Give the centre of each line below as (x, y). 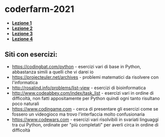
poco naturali (25, 104)
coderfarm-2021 (39, 9)
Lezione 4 (22, 39)
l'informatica (25, 82)
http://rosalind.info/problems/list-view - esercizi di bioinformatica (79, 88)
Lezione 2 (22, 28)
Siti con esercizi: (31, 55)
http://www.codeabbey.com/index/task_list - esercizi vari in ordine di (83, 93)
